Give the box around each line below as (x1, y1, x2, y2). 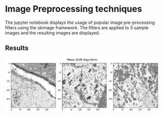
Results (5, 44, 29, 52)
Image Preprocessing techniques (5, 3, 143, 15)
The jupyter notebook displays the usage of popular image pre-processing (5, 19, 155, 25)
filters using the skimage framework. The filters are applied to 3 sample (5, 24, 149, 30)
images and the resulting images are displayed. (5, 30, 100, 36)
